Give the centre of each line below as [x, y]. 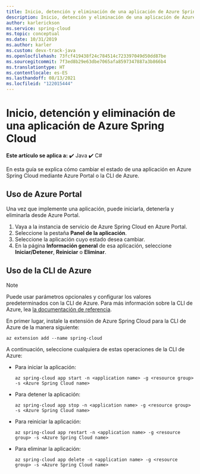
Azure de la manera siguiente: [43, 327]
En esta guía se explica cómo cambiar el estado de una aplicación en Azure [99, 169]
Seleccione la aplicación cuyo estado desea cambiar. [80, 239]
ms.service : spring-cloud [38, 28]
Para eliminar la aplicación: [48, 448]
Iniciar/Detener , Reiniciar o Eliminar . [60, 252]
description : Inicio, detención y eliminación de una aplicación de [93, 17]
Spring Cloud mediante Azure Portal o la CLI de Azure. [73, 175]
